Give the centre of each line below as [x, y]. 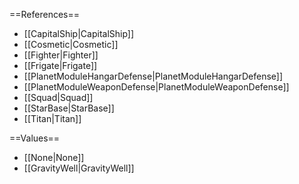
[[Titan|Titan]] [52, 118]
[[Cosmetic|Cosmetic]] [71, 44]
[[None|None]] [54, 157]
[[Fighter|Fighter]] [61, 55]
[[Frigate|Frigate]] [60, 65]
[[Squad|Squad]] [58, 97]
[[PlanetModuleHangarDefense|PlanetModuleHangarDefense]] [153, 76]
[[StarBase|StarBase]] [69, 108]
